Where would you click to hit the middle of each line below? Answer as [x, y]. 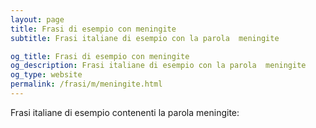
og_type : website [46, 75]
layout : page [37, 19]
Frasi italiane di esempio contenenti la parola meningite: [125, 112]
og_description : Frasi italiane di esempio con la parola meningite [158, 66]
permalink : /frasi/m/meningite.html [86, 84]
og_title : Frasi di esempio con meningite [100, 56]
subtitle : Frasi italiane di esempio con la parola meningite [145, 38]
